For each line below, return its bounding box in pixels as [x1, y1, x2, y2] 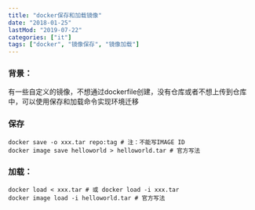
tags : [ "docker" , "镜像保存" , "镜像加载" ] [8, 41, 140, 49]
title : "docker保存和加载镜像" [8, 11, 102, 20]
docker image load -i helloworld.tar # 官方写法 [8, 194, 166, 202]
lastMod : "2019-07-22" [8, 26, 82, 34]
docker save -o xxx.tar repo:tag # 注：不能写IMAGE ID [8, 138, 186, 146]
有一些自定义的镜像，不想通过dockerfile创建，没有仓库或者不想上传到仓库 [8, 87, 247, 96]
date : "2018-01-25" [8, 19, 72, 27]
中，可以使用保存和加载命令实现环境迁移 [8, 97, 139, 107]
